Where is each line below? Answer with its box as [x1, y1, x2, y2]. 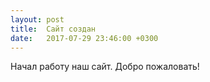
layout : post [10, 14, 65, 25]
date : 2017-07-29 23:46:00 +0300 [10, 33, 159, 43]
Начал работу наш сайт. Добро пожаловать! [10, 61, 200, 73]
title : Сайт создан [10, 24, 97, 34]
